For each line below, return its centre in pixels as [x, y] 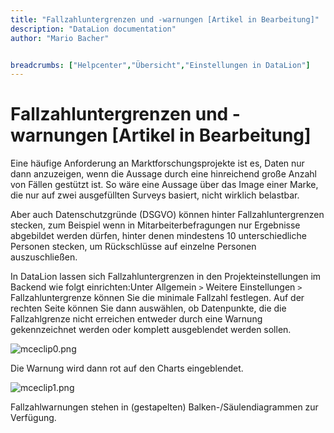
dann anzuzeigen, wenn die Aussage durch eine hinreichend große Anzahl [164, 174]
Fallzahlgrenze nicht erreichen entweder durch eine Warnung [136, 319]
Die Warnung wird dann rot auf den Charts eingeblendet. [127, 368]
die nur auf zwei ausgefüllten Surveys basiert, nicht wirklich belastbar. [155, 195]
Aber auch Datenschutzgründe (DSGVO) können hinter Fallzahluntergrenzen [167, 215]
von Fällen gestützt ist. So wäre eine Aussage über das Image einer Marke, [164, 185]
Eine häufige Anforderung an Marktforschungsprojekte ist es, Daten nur [157, 163]
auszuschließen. [44, 257]
